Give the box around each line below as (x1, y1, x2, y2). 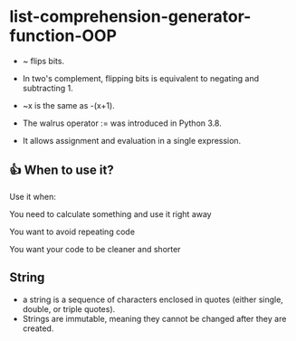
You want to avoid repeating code (9, 226, 136, 237)
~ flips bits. (22, 55, 65, 66)
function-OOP (9, 25, 118, 46)
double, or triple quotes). (22, 303, 116, 314)
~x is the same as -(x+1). (22, 99, 115, 110)
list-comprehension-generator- (9, 6, 252, 27)
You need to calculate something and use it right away (9, 208, 212, 219)
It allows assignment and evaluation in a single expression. (22, 135, 242, 146)
